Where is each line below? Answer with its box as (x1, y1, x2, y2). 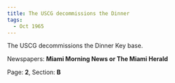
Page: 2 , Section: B (7, 68, 62, 76)
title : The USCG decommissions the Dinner (7, 10, 130, 17)
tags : (7, 16, 23, 23)
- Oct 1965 (13, 23, 44, 29)
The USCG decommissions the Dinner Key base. (7, 42, 144, 50)
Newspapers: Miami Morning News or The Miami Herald (7, 55, 169, 63)
